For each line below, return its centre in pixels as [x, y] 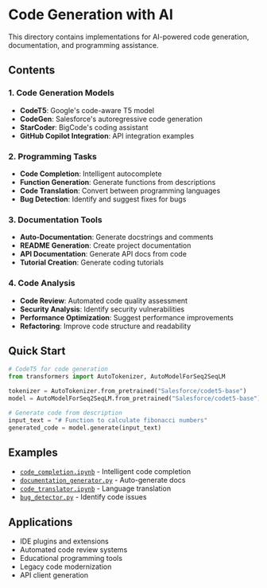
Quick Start [37, 351]
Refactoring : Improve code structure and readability [105, 326]
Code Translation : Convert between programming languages [120, 190]
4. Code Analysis [42, 283]
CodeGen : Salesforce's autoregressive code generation [111, 119]
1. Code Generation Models [62, 93]
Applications [41, 522]
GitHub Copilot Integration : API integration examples [107, 135]
